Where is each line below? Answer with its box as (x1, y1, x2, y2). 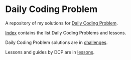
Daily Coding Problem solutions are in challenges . (5, 39, 108, 45)
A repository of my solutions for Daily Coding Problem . (5, 20, 118, 26)
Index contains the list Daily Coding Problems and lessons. (5, 29, 126, 35)
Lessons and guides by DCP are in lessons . (5, 49, 95, 55)
